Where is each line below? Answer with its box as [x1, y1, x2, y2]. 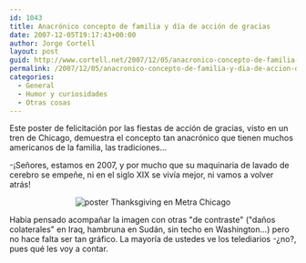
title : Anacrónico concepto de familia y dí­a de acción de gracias [9, 22, 271, 31]
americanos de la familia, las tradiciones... [9, 142, 167, 153]
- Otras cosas [17, 97, 71, 107]
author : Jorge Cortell [9, 38, 96, 48]
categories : [9, 73, 55, 82]
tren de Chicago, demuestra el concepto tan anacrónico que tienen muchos [9, 133, 294, 144]
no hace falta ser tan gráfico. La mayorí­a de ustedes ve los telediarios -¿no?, [9, 234, 297, 245]
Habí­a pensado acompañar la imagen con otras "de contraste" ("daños [9, 215, 276, 226]
